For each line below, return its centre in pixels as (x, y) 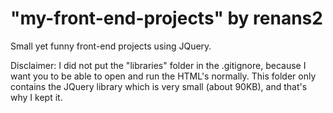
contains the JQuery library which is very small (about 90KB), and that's (159, 86)
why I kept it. (36, 97)
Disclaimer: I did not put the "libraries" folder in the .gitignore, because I (158, 65)
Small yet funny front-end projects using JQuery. (111, 46)
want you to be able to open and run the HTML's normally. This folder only (163, 76)
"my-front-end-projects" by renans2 (166, 18)
